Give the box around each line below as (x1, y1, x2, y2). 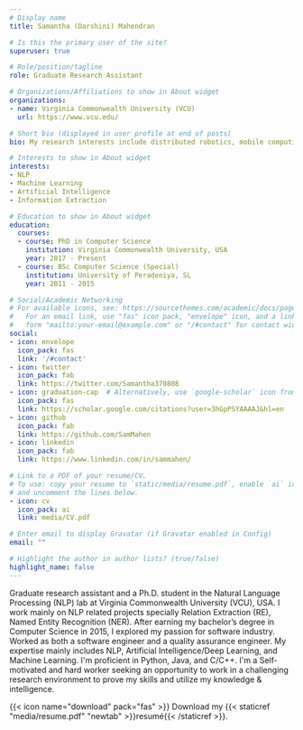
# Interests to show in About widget (9, 154, 151, 163)
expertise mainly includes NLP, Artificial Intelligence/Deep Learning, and (9, 645, 278, 656)
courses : (17, 229, 50, 238)
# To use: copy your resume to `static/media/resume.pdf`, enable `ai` (9, 480, 284, 489)
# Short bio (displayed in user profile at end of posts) (9, 128, 232, 138)
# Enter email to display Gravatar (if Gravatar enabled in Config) (9, 529, 272, 538)
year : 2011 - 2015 (25, 279, 95, 288)
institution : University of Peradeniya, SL (25, 270, 192, 280)
